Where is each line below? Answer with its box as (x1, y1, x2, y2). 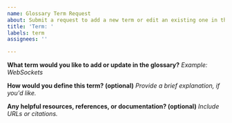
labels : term (7, 29, 45, 37)
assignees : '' (7, 36, 48, 43)
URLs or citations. (7, 110, 58, 118)
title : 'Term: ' (7, 23, 54, 30)
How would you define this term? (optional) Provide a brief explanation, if (7, 82, 220, 90)
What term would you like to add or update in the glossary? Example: (7, 61, 208, 69)
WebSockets (7, 68, 43, 77)
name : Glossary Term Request (7, 10, 91, 17)
